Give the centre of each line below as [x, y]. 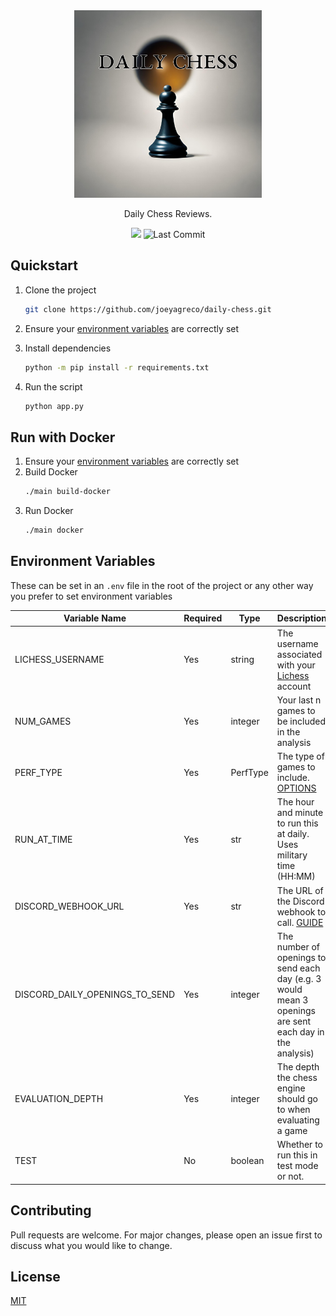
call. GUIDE [300, 922]
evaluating [298, 1120]
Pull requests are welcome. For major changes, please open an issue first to [166, 1235]
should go [297, 1099]
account [294, 686]
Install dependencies [68, 348]
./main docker [54, 530]
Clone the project [60, 290]
